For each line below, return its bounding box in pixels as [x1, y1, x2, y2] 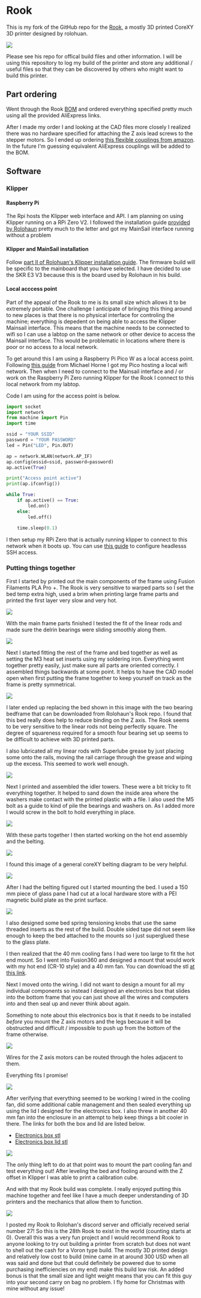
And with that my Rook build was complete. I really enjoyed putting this [6, 1185, 182, 1192]
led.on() [28, 503, 50, 509]
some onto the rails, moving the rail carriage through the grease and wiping [6, 753, 193, 760]
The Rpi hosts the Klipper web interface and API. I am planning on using [6, 213, 184, 220]
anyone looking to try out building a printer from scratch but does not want [6, 1240, 191, 1247]
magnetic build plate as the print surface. [6, 896, 108, 903]
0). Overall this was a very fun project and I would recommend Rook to [6, 1234, 181, 1241]
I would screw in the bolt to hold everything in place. [6, 808, 136, 816]
